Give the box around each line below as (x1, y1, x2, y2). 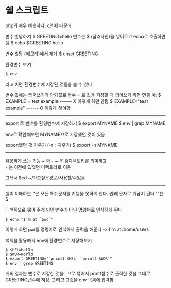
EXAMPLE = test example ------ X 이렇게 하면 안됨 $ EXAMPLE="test (5, 98, 148, 104)
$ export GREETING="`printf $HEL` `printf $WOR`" (5, 256, 113, 261)
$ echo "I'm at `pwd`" (5, 217, 53, 222)
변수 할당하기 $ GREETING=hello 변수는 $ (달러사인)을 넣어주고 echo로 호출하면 (5, 33, 166, 39)
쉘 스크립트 (5, 5, 49, 16)
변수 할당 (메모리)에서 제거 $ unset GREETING (5, 50, 98, 57)
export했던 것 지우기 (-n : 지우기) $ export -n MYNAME (5, 142, 118, 148)
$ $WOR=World (5, 252, 33, 257)
